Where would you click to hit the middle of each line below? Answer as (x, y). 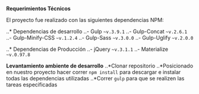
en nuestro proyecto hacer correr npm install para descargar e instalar (94, 72)
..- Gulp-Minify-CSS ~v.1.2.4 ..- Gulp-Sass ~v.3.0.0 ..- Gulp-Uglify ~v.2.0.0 (100, 38)
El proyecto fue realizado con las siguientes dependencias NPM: (85, 20)
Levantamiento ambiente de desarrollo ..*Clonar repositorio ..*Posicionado (100, 66)
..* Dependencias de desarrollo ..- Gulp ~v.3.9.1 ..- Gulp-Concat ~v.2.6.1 (97, 31)
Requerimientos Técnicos (39, 9)
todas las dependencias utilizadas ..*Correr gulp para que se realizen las (95, 78)
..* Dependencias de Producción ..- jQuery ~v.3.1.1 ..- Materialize (87, 49)
